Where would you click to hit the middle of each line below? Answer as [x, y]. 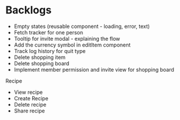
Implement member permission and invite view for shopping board [94, 69]
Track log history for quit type [50, 51]
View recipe [28, 92]
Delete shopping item [39, 57]
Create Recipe [31, 98]
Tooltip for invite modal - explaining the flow [67, 38]
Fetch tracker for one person [48, 32]
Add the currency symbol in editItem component [72, 45]
